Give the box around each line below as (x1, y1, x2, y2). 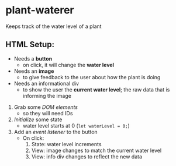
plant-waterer (5, 3, 74, 17)
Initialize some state (13, 116, 63, 123)
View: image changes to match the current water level (31, 147, 162, 154)
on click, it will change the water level (22, 61, 115, 68)
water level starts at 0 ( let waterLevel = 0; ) (22, 122, 130, 129)
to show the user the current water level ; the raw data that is (22, 86, 170, 93)
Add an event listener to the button (13, 128, 98, 135)
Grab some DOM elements (13, 103, 78, 111)
